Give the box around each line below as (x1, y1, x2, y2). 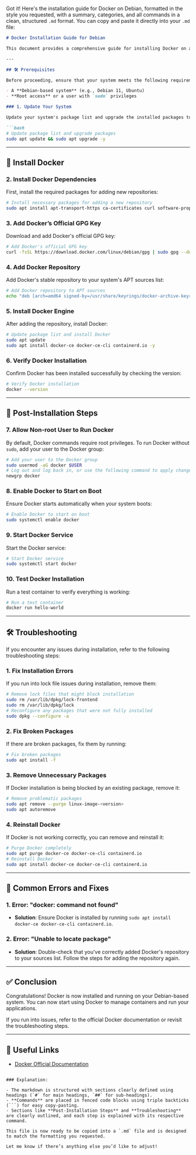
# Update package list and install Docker (6, 332, 111, 338)
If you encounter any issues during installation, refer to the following (6, 646, 170, 653)
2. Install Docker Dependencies (6, 175, 97, 183)
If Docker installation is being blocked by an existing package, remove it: (6, 785, 180, 792)
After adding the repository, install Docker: (6, 321, 108, 328)
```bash (6, 125, 25, 131)
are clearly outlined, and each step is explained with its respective (6, 1113, 184, 1119)
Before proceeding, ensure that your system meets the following (6, 77, 168, 83)
